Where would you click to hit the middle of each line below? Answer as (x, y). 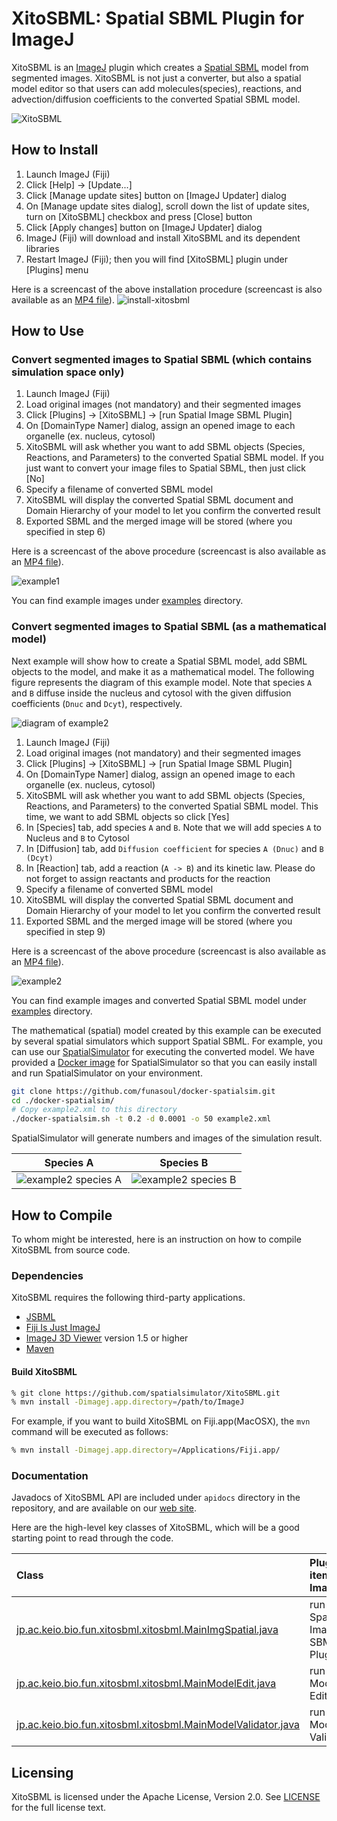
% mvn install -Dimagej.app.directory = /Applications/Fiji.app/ (146, 1450)
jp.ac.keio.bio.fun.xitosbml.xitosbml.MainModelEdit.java (146, 1684)
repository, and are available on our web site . (104, 1508)
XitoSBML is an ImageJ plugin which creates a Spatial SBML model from (160, 67)
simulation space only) (68, 372)
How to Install (55, 150)
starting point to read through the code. (92, 1538)
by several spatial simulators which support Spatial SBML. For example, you (167, 1041)
